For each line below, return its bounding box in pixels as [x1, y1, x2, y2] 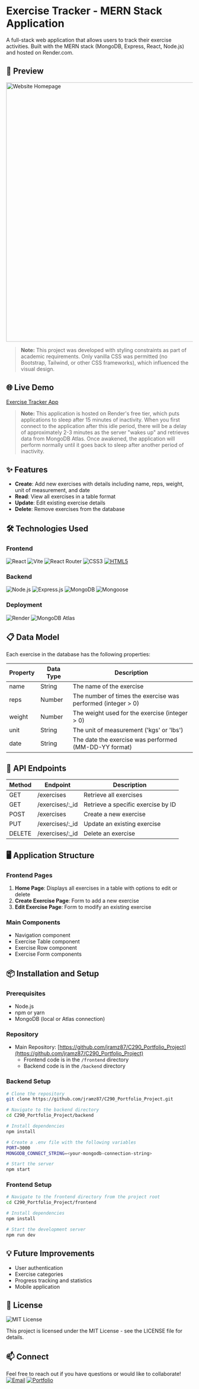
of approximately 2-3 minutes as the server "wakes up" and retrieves [20, 429, 190, 436]
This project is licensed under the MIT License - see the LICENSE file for [6, 1327, 182, 1334]
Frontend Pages [6, 871, 53, 879]
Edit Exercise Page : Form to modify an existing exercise [14, 903, 152, 911]
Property [9, 669, 35, 677]
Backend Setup [6, 1077, 52, 1085]
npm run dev [6, 1232, 36, 1238]
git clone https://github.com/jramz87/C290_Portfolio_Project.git [6, 1096, 174, 1102]
